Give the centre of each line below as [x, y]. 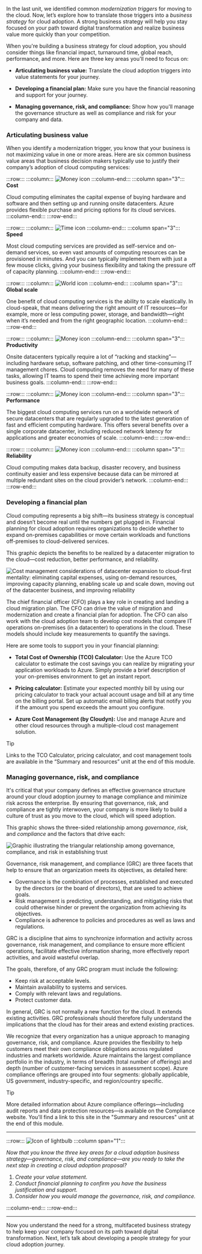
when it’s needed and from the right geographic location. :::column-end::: [97, 321]
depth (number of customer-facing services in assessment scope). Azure [97, 1068]
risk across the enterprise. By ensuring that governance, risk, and [87, 803]
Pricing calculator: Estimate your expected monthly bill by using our [99, 688]
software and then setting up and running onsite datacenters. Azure [90, 204]
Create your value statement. [51, 1177]
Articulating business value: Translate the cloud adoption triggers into [103, 71]
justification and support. [46, 1190]
